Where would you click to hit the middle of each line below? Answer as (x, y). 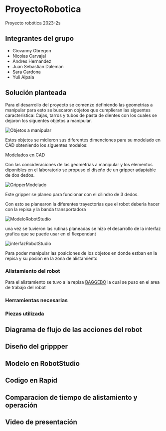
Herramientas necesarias (37, 300)
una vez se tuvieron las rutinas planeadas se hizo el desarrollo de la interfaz (83, 228)
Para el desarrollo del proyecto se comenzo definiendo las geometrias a (79, 105)
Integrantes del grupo (39, 39)
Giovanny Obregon (32, 50)
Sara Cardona (26, 72)
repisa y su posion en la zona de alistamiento (51, 258)
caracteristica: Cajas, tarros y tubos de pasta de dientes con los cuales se (81, 115)
